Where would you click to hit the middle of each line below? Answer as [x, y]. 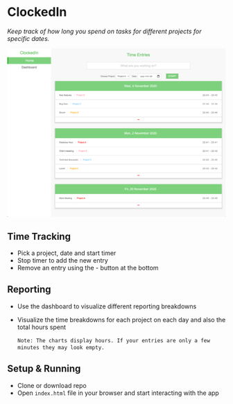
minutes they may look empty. [61, 347]
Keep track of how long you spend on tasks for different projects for [105, 31]
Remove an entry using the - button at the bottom [88, 268]
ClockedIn [37, 12]
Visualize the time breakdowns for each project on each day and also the [121, 319]
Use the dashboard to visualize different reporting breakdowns [107, 306]
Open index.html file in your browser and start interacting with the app [118, 393]
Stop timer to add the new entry [63, 261]
